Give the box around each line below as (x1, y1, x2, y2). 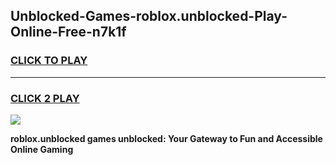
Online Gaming (10, 143, 74, 155)
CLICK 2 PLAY (10, 91, 80, 105)
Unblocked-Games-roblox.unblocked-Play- (10, 8, 288, 25)
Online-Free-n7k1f (10, 24, 127, 41)
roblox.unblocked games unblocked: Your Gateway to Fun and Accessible (10, 132, 323, 144)
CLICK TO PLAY (10, 54, 88, 68)
